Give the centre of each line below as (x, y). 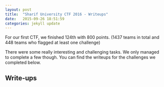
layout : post (18, 10)
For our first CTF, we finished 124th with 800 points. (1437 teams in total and (82, 37)
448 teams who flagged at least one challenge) (53, 43)
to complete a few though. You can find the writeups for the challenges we (80, 58)
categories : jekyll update (33, 23)
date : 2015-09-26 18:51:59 (35, 19)
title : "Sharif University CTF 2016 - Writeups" (57, 14)
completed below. (23, 62)
